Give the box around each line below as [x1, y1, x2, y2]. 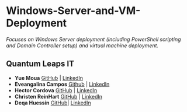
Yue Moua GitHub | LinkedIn [14, 74, 84, 81]
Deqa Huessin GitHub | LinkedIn [14, 99, 92, 106]
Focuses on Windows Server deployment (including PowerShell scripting [6, 36, 181, 43]
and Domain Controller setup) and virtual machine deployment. [6, 42, 159, 49]
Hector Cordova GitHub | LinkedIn [14, 86, 98, 94]
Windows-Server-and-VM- [6, 4, 141, 17]
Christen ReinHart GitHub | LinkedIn [14, 93, 103, 100]
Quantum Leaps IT [6, 59, 75, 69]
